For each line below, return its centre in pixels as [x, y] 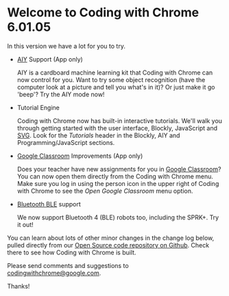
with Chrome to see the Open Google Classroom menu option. [105, 191]
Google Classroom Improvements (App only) [80, 156]
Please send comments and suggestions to [68, 265]
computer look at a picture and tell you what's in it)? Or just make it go [116, 87]
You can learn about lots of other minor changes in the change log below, [111, 238]
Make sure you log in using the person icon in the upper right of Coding [118, 183]
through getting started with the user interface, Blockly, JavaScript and [117, 128]
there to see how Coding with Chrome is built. [72, 252]
